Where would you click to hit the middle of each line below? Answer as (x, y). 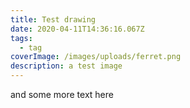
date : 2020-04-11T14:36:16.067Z (77, 29)
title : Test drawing (53, 19)
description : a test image (66, 66)
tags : (21, 38)
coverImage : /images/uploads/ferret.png (96, 57)
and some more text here (62, 94)
